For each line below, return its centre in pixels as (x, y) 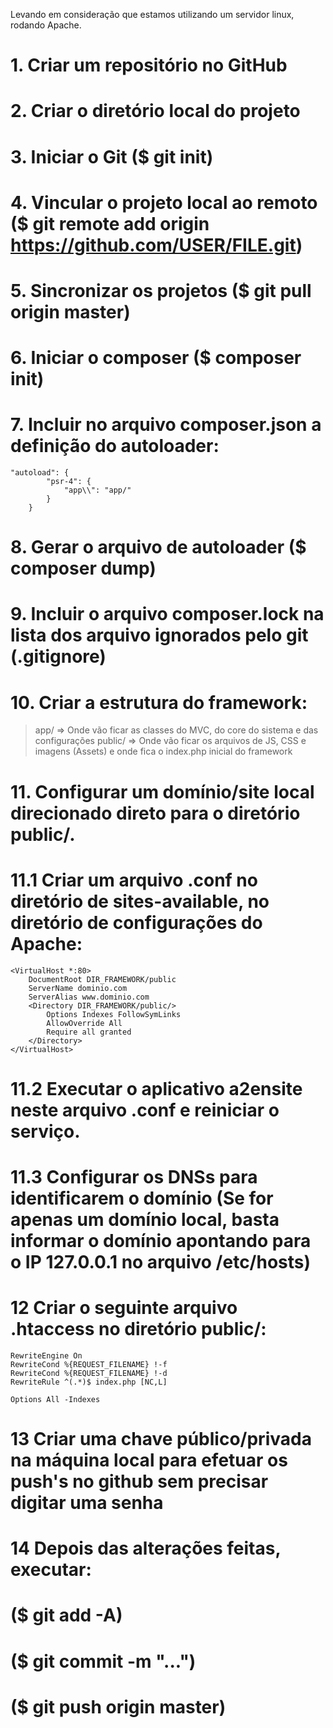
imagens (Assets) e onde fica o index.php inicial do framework (163, 751)
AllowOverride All (84, 1023)
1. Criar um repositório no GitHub (149, 65)
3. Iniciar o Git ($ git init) (112, 156)
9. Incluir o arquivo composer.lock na (167, 614)
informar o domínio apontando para (161, 1240)
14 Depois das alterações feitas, (145, 1548)
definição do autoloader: (115, 446)
